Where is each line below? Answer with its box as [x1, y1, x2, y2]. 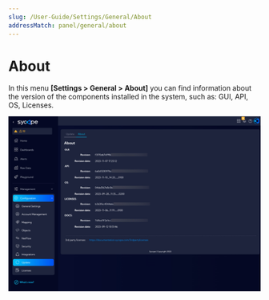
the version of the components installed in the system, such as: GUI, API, [8, 92, 249, 102]
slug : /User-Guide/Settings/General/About [8, 13, 152, 21]
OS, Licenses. [8, 100, 54, 110]
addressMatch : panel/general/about [8, 21, 127, 30]
